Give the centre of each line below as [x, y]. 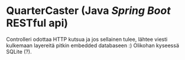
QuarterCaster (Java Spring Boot [88, 11]
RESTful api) [37, 23]
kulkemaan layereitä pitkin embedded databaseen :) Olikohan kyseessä [92, 45]
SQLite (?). [19, 51]
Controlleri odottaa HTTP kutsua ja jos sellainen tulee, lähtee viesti [87, 39]
